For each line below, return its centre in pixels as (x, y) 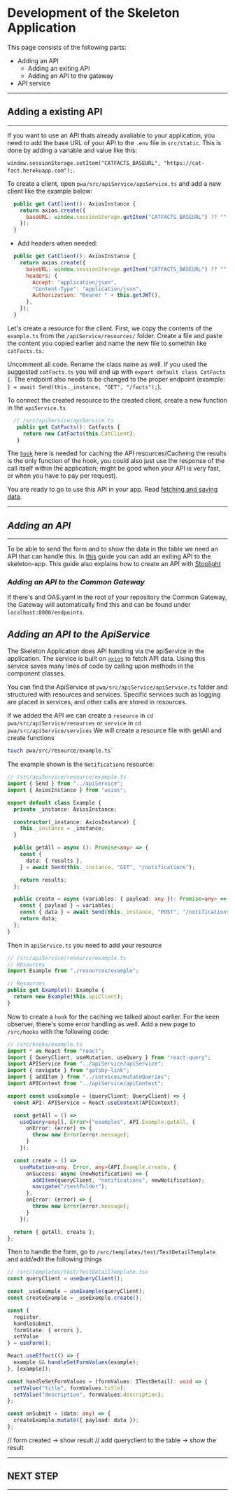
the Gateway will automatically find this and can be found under (99, 605)
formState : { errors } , (48, 1330)
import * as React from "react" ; (56, 1051)
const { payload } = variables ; (67, 906)
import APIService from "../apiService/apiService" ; (86, 1064)
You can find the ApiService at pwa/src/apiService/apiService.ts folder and (117, 687)
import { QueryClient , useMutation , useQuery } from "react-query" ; (109, 1057)
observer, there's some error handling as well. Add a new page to (101, 1024)
